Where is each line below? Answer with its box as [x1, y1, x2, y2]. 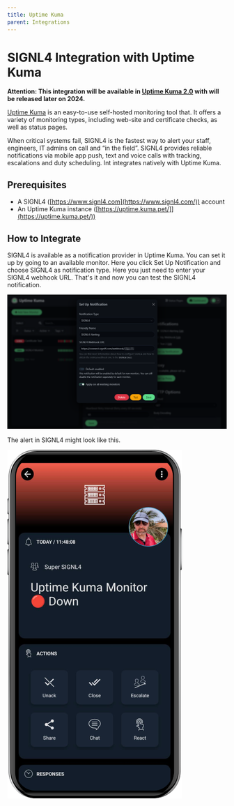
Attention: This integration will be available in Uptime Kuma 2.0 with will [7, 87, 219, 96]
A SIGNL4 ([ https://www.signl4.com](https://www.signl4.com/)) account [17, 197, 225, 206]
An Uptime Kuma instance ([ [17, 205, 99, 213]
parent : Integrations [7, 18, 70, 26]
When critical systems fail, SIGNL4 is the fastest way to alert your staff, [7, 137, 211, 145]
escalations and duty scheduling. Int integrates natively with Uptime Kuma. [7, 159, 221, 167]
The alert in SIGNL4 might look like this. [7, 436, 120, 444]
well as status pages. [7, 123, 68, 132]
